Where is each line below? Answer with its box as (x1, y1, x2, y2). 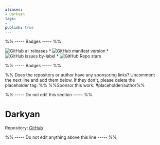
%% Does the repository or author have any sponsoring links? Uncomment (5, 72, 155, 78)
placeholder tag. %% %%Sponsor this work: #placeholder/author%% (5, 82, 145, 88)
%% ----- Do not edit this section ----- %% (5, 92, 93, 98)
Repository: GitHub (5, 125, 43, 131)
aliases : (5, 7, 23, 12)
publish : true (5, 25, 34, 30)
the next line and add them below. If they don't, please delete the (5, 77, 135, 83)
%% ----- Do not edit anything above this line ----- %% (5, 134, 117, 140)
